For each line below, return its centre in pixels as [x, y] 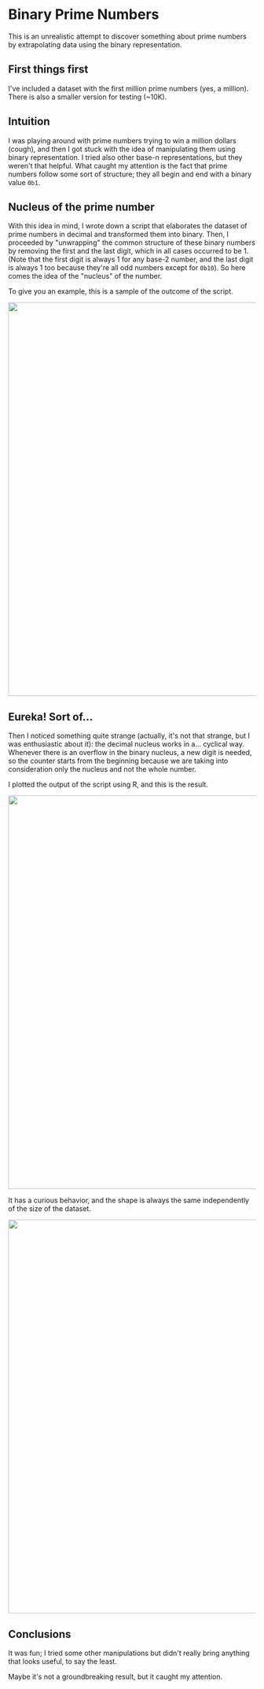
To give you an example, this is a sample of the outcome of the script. [121, 291]
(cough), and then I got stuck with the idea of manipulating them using [122, 149]
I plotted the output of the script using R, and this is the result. [108, 784]
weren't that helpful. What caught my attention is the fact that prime [118, 165]
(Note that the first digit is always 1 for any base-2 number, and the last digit [131, 259]
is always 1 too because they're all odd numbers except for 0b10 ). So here [127, 268]
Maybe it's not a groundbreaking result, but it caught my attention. [115, 1676]
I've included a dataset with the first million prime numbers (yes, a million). [128, 88]
